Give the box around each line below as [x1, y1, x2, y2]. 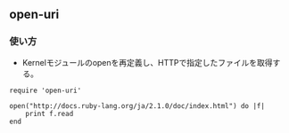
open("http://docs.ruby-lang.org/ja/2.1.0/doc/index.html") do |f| [9, 101, 266, 110]
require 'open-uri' [9, 86, 82, 95]
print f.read [25, 109, 74, 118]
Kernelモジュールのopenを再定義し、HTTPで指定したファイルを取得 [21, 57, 273, 67]
